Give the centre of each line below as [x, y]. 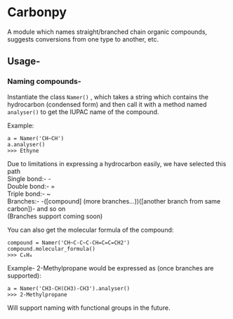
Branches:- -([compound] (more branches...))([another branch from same [114, 201]
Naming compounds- [45, 82]
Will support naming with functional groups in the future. [89, 308]
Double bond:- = [31, 186]
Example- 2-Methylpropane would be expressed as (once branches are [111, 268]
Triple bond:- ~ [29, 194]
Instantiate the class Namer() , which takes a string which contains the [108, 96]
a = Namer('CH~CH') [36, 138]
